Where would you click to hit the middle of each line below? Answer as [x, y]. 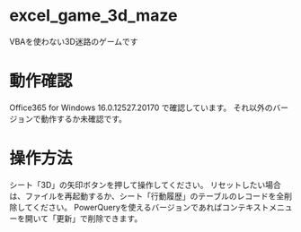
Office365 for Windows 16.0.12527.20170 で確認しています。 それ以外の [141, 107]
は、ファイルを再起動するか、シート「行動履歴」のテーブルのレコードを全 [147, 196]
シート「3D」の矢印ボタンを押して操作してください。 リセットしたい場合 [145, 185]
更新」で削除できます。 [99, 218]
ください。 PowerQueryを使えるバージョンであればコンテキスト [151, 207]
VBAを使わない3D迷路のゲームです [74, 41]
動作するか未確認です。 [84, 118]
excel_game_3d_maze [93, 16]
